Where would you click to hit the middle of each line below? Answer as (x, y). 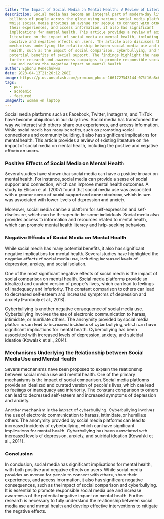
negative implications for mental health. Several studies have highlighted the (82, 253)
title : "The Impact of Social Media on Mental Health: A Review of (75, 10)
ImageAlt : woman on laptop (32, 101)
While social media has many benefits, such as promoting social (70, 130)
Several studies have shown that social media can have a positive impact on (82, 174)
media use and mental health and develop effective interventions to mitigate (81, 506)
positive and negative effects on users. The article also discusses (82, 42)
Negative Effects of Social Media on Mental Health (66, 238)
